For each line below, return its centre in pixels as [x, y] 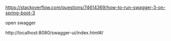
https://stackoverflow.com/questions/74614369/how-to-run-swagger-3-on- [85, 7]
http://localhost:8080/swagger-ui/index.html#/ [55, 33]
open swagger [20, 23]
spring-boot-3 [20, 13]
